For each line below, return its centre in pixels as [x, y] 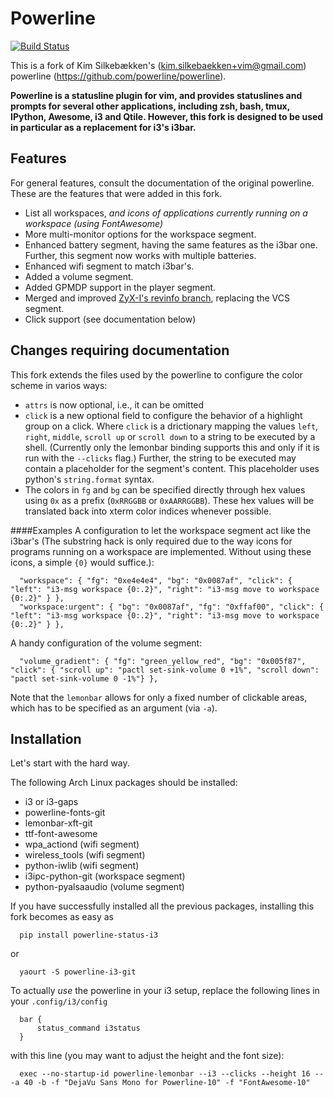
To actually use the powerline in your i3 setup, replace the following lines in [165, 991]
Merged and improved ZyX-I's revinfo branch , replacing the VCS [157, 298]
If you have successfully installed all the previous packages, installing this [162, 906]
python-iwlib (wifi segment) [82, 866]
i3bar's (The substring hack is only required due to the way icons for [151, 541]
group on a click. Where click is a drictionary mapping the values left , [171, 426]
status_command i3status [88, 1028]
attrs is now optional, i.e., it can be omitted [114, 404]
